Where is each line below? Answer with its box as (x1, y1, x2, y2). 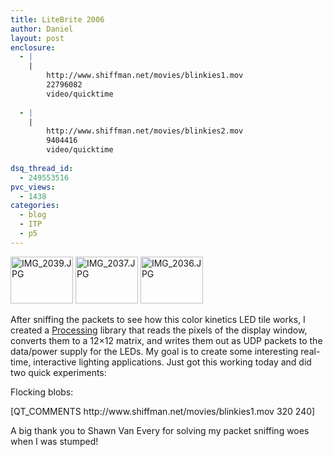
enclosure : (10, 42, 56, 53)
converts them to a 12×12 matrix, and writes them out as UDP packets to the (10, 334, 323, 346)
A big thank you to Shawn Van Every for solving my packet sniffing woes (10, 424, 310, 436)
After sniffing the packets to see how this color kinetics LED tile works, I (10, 313, 306, 325)
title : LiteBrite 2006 (10, 14, 105, 25)
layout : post (10, 33, 65, 43)
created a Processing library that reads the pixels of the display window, (10, 324, 308, 336)
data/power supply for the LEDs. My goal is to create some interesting (10, 345, 299, 357)
